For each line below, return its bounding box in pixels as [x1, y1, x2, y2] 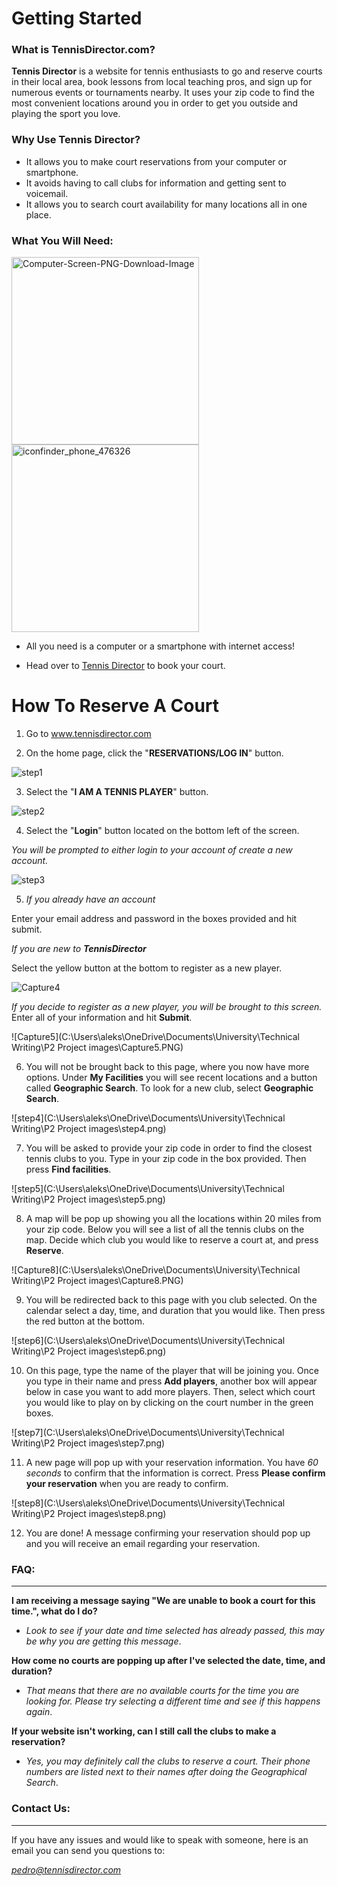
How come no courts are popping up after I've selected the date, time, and [11, 1655, 326, 1667]
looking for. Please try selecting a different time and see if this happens [25, 1695, 321, 1707]
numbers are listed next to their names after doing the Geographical [25, 1766, 308, 1778]
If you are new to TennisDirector [11, 943, 147, 955]
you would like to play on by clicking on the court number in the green [25, 1397, 314, 1409]
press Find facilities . [25, 1163, 112, 1176]
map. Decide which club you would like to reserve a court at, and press [25, 1234, 319, 1246]
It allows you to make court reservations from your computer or [25, 155, 288, 167]
